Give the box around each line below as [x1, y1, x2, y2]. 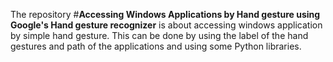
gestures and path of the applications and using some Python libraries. [10, 40, 302, 52]
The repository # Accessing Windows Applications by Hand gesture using [10, 9, 321, 20]
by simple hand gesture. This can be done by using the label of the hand [10, 30, 309, 41]
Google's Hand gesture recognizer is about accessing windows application [10, 19, 323, 31]
